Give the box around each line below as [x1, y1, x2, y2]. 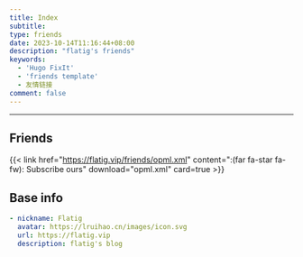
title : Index [9, 13, 59, 23]
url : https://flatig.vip [17, 231, 111, 240]
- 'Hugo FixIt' [17, 64, 75, 73]
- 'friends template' [17, 72, 99, 81]
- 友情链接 [17, 80, 53, 89]
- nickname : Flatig [9, 214, 83, 224]
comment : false [9, 88, 67, 97]
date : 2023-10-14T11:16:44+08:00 [9, 38, 135, 48]
